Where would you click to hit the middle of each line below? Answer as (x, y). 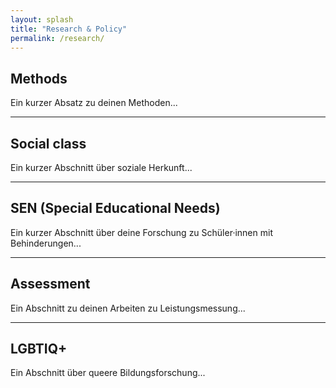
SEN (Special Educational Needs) (115, 208)
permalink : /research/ (57, 38)
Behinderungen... (46, 243)
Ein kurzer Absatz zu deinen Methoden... (94, 103)
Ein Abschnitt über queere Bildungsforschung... (108, 373)
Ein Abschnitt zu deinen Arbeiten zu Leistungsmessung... (128, 308)
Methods (39, 78)
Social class (48, 143)
